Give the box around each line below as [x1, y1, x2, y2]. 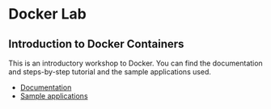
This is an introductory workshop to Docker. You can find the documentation [8, 58, 263, 68]
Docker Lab [8, 5, 87, 23]
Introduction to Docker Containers [8, 37, 184, 51]
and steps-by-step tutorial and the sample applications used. [8, 67, 212, 77]
